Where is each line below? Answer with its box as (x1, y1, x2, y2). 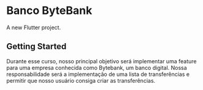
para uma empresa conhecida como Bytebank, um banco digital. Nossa (6, 64, 187, 71)
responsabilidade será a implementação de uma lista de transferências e (6, 71, 190, 78)
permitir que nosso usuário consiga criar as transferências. (6, 77, 156, 84)
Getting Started (6, 41, 67, 52)
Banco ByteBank (6, 4, 93, 18)
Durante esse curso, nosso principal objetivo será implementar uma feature (6, 57, 197, 64)
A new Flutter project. (6, 24, 61, 31)
